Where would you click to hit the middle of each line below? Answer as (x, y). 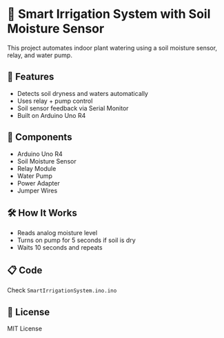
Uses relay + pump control (55, 101)
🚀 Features (31, 77)
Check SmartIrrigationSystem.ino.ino (62, 290)
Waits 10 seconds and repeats (60, 248)
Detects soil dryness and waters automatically (82, 93)
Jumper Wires (37, 190)
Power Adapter (38, 183)
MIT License (25, 328)
